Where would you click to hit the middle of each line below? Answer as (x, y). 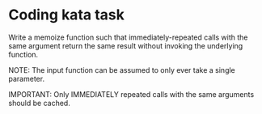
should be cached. (39, 103)
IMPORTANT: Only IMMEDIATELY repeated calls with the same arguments (131, 94)
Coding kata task (67, 15)
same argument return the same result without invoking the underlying (126, 45)
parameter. (27, 78)
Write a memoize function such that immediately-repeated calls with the (128, 37)
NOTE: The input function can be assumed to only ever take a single (122, 70)
